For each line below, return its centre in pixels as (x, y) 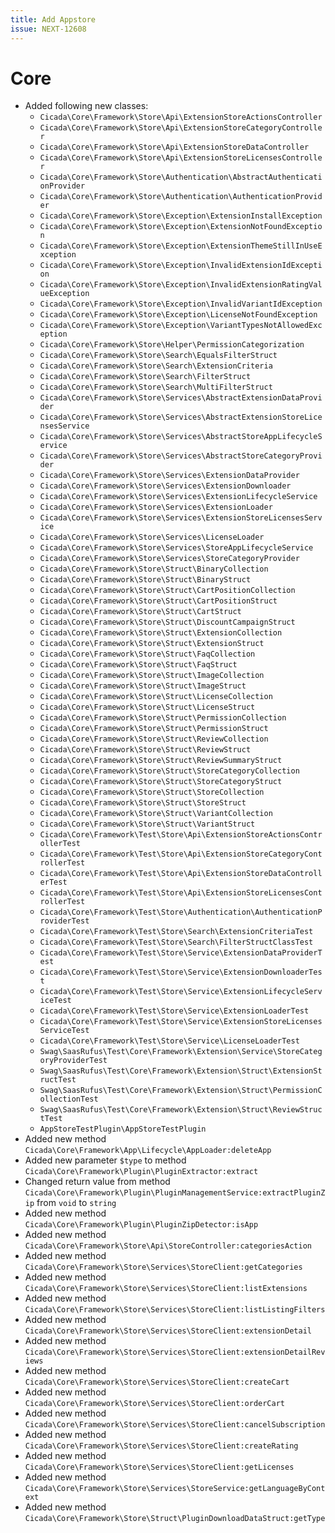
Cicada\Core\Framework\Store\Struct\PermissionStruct (154, 729)
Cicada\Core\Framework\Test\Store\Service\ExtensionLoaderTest (174, 1011)
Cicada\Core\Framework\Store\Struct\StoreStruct (143, 803)
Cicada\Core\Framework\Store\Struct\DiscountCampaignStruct (167, 622)
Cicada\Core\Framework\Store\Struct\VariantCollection (156, 814)
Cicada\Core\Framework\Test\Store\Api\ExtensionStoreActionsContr (181, 835)
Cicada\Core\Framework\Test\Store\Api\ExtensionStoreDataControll (181, 874)
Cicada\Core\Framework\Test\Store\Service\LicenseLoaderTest (169, 1041)
